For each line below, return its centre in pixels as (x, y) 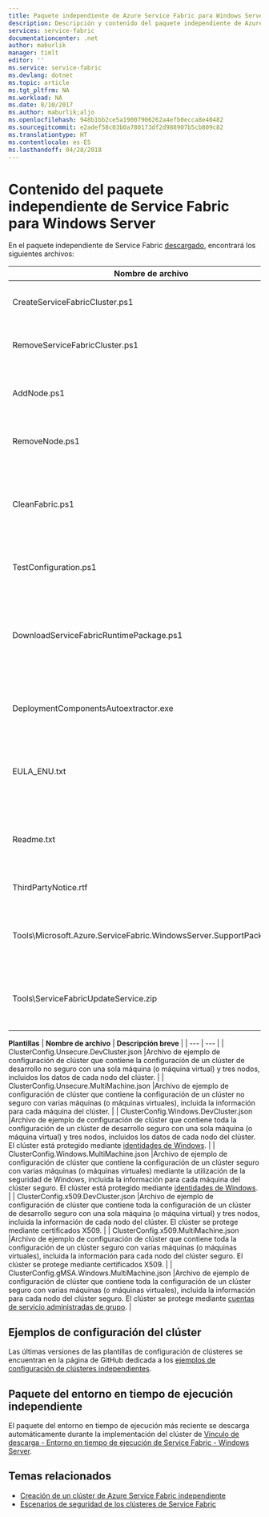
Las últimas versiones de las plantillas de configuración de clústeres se (125, 1352)
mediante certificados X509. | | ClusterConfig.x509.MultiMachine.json (124, 1230)
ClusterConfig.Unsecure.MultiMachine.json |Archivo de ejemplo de (119, 1086)
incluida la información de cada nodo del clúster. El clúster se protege (123, 1222)
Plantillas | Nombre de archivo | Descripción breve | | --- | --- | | (116, 1043)
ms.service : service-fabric (55, 68)
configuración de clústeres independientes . (80, 1369)
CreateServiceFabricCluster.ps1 (73, 303)
